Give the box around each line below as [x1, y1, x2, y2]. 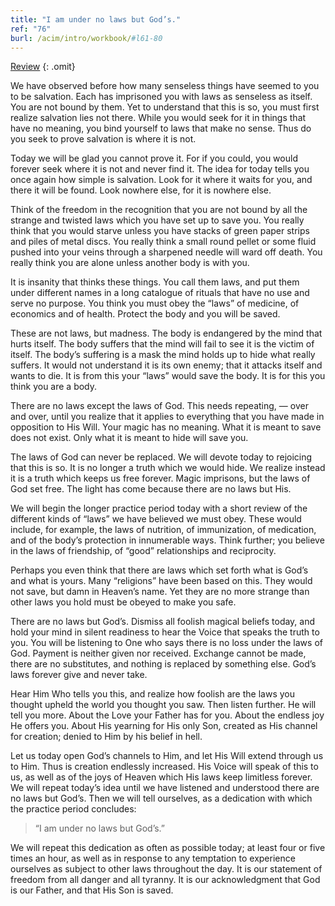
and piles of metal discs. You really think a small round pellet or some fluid [10, 236, 317, 248]
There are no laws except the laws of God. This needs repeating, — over [10, 400, 309, 412]
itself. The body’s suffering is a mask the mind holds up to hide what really [10, 349, 316, 361]
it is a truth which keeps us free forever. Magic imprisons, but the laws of [10, 472, 311, 485]
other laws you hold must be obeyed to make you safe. [10, 596, 237, 608]
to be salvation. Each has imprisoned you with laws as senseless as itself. [10, 91, 313, 103]
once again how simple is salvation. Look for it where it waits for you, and [10, 174, 313, 186]
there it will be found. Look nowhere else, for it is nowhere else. [10, 184, 272, 196]
